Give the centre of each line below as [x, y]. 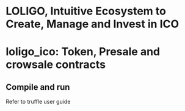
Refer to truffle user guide [38, 102]
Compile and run [38, 87]
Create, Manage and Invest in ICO [92, 24]
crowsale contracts [56, 65]
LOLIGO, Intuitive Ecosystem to [86, 11]
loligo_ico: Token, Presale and [83, 52]
